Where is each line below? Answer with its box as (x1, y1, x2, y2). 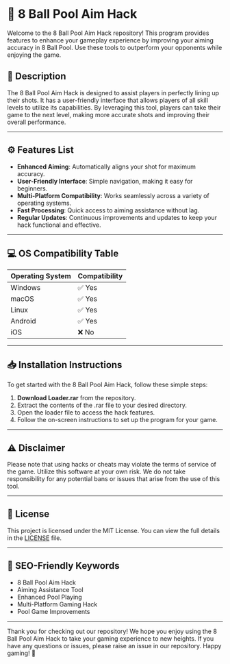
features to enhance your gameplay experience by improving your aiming (7, 36, 214, 44)
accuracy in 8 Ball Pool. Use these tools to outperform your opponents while (7, 43, 222, 51)
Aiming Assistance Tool (16, 585, 84, 593)
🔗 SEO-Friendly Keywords (7, 560, 120, 571)
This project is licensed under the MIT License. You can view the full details (7, 526, 220, 534)
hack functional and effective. (16, 221, 101, 229)
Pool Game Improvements (16, 607, 90, 615)
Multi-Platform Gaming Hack (16, 600, 98, 608)
